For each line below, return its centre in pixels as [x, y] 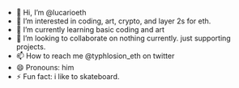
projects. [31, 47]
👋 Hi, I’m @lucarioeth [51, 13]
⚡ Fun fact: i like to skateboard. [68, 76]
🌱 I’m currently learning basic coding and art [90, 29]
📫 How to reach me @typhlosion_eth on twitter [95, 56]
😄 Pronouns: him [45, 67]
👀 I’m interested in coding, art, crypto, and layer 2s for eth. [113, 21]
